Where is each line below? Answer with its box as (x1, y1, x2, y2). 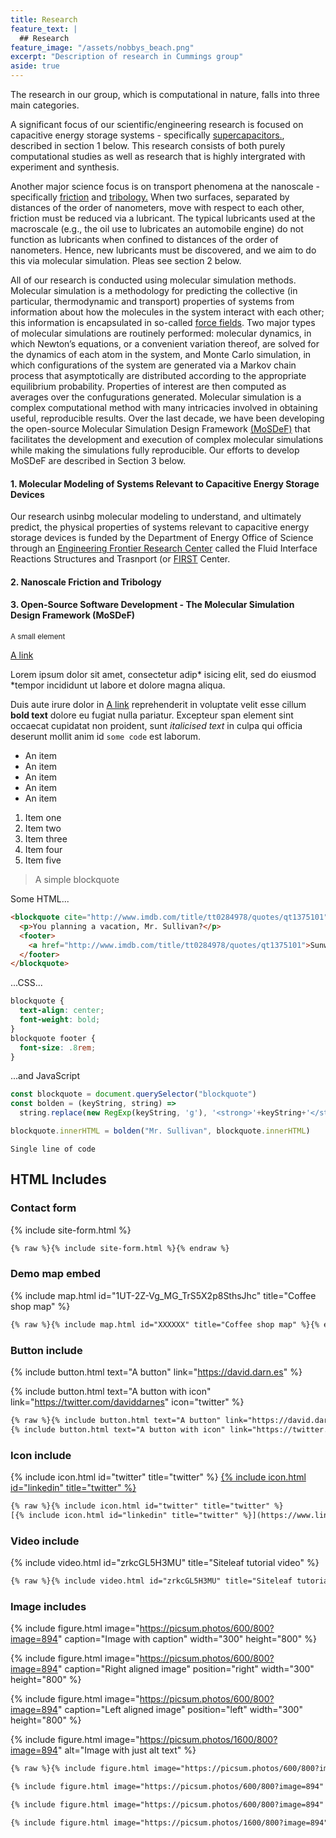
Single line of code (10, 1144, 97, 1154)
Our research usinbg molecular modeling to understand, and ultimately (10, 511, 302, 523)
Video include (10, 1534, 80, 1548)
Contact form (10, 1201, 77, 1215)
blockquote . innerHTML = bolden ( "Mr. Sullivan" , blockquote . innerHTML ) (10, 1126, 311, 1136)
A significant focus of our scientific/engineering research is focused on (10, 119, 304, 130)
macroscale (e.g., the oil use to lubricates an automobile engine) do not (10, 223, 304, 235)
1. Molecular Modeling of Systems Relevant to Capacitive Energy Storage (10, 477, 320, 490)
